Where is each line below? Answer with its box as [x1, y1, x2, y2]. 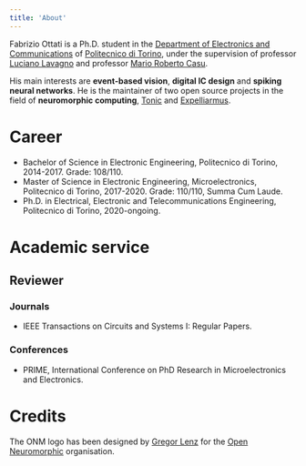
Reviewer [9, 273, 64, 289]
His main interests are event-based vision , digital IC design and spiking [9, 75, 282, 86]
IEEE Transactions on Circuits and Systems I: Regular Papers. [22, 320, 252, 332]
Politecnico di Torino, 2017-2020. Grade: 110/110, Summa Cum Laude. [22, 186, 283, 197]
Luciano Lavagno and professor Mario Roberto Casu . [9, 57, 209, 68]
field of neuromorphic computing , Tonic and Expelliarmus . [9, 95, 231, 106]
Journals [9, 300, 50, 313]
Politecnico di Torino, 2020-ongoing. [22, 205, 161, 216]
